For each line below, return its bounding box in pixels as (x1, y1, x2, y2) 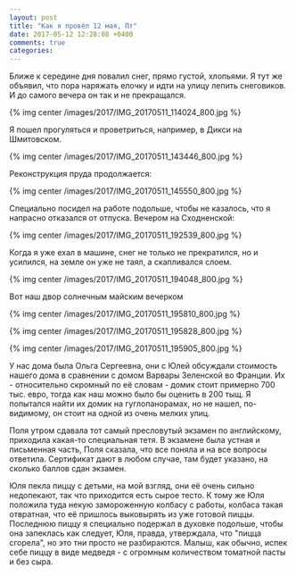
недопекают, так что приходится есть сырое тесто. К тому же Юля (9, 490, 265, 501)
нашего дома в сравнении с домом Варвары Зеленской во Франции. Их (9, 370, 285, 380)
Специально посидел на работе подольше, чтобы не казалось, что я (9, 203, 271, 214)
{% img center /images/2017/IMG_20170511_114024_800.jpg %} (9, 107, 242, 118)
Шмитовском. (9, 134, 62, 145)
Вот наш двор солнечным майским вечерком (9, 291, 184, 302)
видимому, (9, 408, 52, 419)
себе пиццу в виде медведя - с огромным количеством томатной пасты (9, 547, 286, 558)
